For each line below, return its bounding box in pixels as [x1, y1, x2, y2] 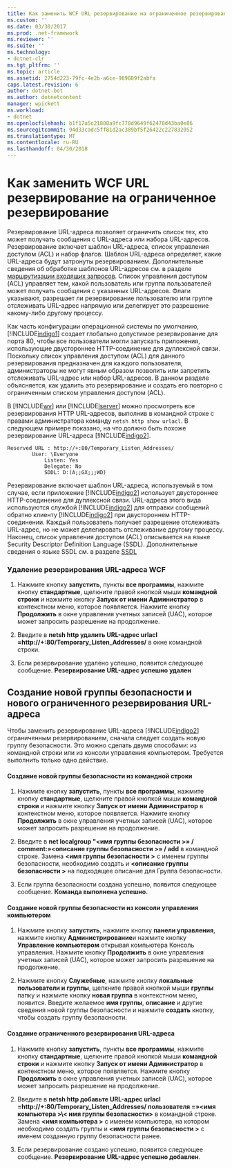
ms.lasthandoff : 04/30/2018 [7, 146, 88, 152]
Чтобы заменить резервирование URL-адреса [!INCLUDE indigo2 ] [7, 726, 200, 735]
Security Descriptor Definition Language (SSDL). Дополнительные [7, 540, 198, 548]
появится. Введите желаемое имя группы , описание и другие [17, 999, 203, 1007]
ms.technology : [7, 49, 51, 56]
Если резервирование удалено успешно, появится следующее [17, 659, 204, 668]
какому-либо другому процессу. [7, 308, 104, 317]
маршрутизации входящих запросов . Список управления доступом [7, 272, 209, 280]
